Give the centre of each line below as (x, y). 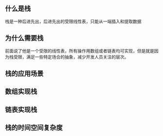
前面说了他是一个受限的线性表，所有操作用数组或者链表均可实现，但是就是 (80, 51)
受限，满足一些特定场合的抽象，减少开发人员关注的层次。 (71, 57)
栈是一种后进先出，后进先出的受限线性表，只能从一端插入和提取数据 (73, 21)
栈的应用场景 (24, 74)
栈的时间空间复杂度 (34, 128)
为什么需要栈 (24, 38)
